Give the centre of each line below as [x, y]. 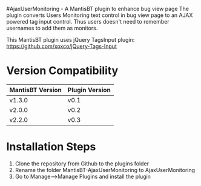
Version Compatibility [62, 71]
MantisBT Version [36, 90]
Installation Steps [51, 147]
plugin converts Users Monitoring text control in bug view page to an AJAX [100, 15]
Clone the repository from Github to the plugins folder [82, 164]
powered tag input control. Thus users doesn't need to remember [88, 22]
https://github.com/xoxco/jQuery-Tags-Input [61, 46]
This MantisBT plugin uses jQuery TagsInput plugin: [71, 40]
